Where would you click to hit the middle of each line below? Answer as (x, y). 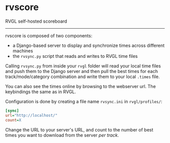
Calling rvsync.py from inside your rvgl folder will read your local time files (83, 66)
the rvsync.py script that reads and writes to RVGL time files (75, 56)
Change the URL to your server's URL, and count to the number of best (79, 129)
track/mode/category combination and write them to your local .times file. (83, 77)
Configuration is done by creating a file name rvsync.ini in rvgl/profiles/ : (84, 101)
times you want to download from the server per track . (62, 135)
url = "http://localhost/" (31, 115)
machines (23, 51)
